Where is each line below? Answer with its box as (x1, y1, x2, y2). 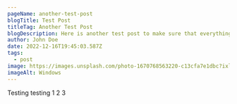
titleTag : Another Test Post (7, 23, 93, 30)
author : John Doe (7, 37, 59, 44)
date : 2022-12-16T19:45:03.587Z (7, 43, 102, 50)
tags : (7, 50, 23, 57)
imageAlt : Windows (7, 69, 61, 76)
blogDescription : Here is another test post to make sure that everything (7, 30, 232, 37)
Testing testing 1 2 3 (7, 89, 66, 97)
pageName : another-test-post (7, 10, 93, 18)
